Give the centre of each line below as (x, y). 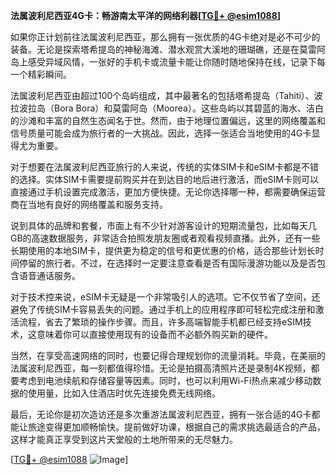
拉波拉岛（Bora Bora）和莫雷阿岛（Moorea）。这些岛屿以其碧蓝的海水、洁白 (167, 108)
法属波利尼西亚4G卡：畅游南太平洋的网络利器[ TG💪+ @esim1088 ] (146, 15)
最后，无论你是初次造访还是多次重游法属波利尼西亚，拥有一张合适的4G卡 (161, 414)
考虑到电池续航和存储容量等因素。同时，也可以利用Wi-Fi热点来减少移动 (165, 380)
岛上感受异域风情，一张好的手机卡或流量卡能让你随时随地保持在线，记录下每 (168, 62)
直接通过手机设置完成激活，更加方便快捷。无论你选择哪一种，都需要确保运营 (168, 192)
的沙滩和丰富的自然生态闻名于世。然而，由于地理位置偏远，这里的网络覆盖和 (168, 120)
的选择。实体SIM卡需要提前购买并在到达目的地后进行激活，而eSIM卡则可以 (164, 179)
